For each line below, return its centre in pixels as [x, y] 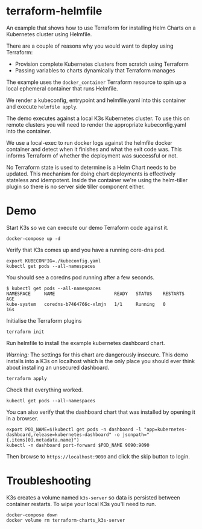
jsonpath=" [136, 435]
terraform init [25, 332]
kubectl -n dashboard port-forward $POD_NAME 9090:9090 [78, 445]
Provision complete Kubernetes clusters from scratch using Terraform [102, 64]
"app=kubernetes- [166, 429]
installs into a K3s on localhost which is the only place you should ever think [101, 361]
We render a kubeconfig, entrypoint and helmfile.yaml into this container [96, 100]
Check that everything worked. [45, 390]
